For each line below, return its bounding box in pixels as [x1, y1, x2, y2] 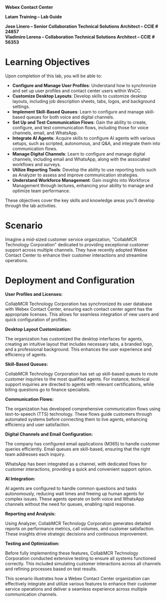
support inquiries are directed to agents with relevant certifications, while [5, 381, 154, 387]
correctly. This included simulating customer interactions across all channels [5, 560, 161, 566]
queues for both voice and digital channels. [26, 114, 115, 120]
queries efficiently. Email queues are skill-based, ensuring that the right [5, 446, 151, 452]
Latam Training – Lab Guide [5, 14, 62, 19]
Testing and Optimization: [5, 540, 60, 546]
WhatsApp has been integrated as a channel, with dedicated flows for [5, 461, 147, 467]
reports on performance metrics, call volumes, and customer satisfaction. [5, 525, 155, 532]
